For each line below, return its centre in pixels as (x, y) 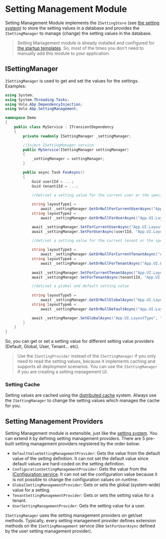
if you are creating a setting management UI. (62, 372)
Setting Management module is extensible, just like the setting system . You (81, 433)
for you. (13, 406)
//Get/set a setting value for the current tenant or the (92, 241)
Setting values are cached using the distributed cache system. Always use (81, 395)
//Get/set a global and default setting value (80, 286)
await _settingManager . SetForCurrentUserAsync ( (82, 227)
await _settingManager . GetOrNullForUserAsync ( (89, 218)
